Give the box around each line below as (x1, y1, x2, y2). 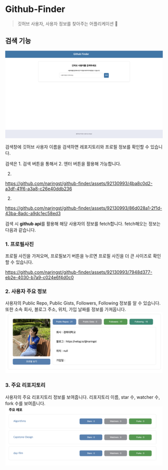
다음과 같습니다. (5, 226, 36, 233)
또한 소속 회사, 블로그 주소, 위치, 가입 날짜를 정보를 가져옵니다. (5, 306, 126, 312)
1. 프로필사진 (5, 240, 34, 247)
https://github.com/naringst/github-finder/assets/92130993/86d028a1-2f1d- (5, 205, 162, 211)
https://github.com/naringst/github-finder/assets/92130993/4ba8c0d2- (5, 180, 153, 186)
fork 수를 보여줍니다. (5, 400, 46, 406)
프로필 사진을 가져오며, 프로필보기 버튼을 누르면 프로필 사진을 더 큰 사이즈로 (5, 253, 152, 259)
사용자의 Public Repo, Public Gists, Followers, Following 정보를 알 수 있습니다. (5, 300, 161, 306)
